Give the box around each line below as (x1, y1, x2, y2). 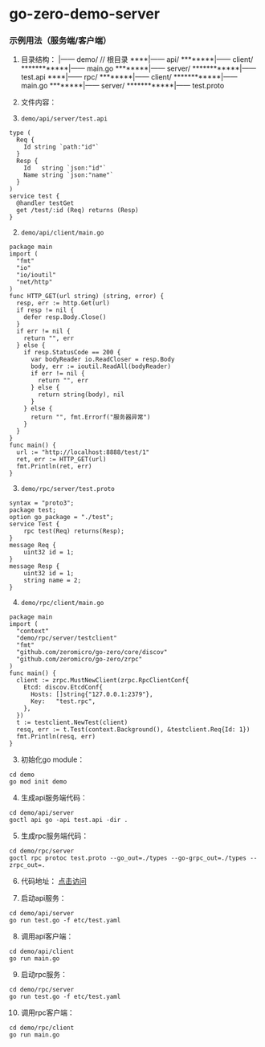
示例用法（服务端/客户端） (9, 35, 112, 47)
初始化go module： (20, 755, 85, 764)
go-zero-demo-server (9, 5, 160, 23)
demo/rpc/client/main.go (20, 599, 104, 607)
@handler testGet (16, 199, 75, 207)
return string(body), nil (38, 391, 125, 399)
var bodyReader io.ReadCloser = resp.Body (30, 355, 175, 364)
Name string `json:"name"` (23, 171, 114, 179)
